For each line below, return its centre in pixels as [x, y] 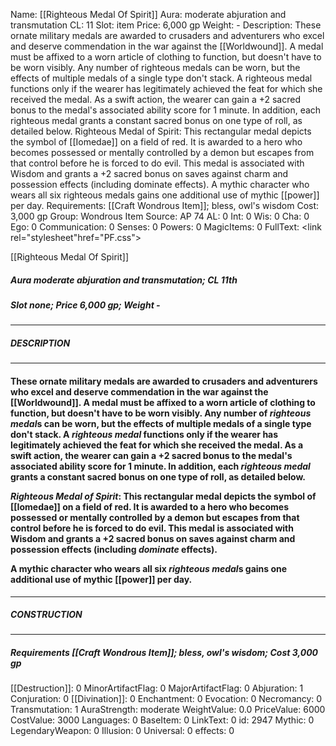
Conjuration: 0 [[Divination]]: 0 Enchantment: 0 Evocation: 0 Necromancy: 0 [166, 699]
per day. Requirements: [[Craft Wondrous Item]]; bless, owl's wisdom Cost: [165, 205]
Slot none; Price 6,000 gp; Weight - [85, 305]
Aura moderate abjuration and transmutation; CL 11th [124, 280]
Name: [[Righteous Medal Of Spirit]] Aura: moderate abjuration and [148, 14]
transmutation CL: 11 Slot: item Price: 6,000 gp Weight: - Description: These [166, 25]
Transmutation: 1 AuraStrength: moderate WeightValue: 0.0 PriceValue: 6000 [168, 710]
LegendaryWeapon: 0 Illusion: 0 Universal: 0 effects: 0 [122, 731]
